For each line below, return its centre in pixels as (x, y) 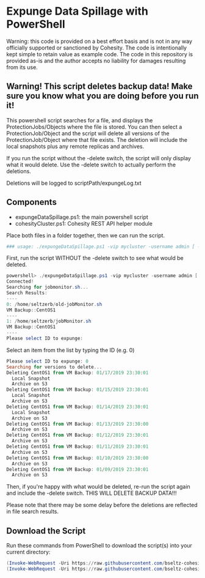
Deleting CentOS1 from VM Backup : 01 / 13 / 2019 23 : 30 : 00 (77, 424)
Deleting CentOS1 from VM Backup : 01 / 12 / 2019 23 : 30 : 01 (77, 435)
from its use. (22, 67)
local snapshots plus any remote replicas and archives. (75, 146)
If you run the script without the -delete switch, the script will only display (99, 158)
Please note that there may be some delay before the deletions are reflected (102, 505)
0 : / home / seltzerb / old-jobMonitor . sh (54, 304)
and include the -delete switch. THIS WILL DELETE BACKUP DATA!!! (92, 493)
